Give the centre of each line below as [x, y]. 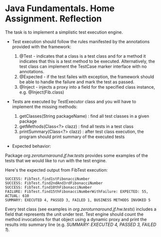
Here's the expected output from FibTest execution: [56, 170]
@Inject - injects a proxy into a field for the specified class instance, [87, 87]
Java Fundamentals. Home [60, 8]
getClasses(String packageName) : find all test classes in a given [84, 116]
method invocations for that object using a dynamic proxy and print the [76, 219]
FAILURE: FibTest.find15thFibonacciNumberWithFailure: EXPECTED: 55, [77, 191]
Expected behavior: [32, 146]
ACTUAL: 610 [17, 196]
